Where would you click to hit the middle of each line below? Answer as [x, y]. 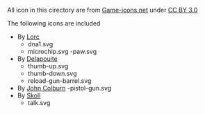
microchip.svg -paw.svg [62, 51]
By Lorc [28, 37]
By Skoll [29, 95]
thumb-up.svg [48, 66]
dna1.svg [40, 44]
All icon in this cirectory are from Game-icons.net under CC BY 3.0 [102, 10]
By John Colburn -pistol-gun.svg [64, 88]
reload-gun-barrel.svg [59, 81]
